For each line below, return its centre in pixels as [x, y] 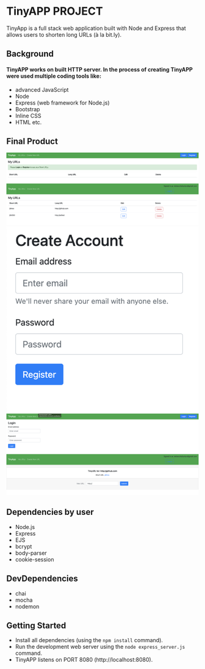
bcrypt [23, 546]
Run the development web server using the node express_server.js [100, 647]
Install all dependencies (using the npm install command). [89, 640]
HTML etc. [28, 122]
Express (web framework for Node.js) [62, 103]
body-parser [31, 553]
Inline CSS [28, 116]
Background [30, 54]
